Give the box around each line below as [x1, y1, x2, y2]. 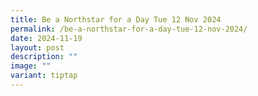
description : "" [10, 52, 78, 62]
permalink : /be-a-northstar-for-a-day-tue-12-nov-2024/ [10, 24, 248, 34]
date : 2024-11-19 [10, 33, 83, 43]
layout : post [10, 42, 65, 53]
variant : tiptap [10, 71, 78, 81]
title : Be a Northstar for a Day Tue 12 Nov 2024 [10, 14, 222, 25]
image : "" [10, 61, 52, 71]
